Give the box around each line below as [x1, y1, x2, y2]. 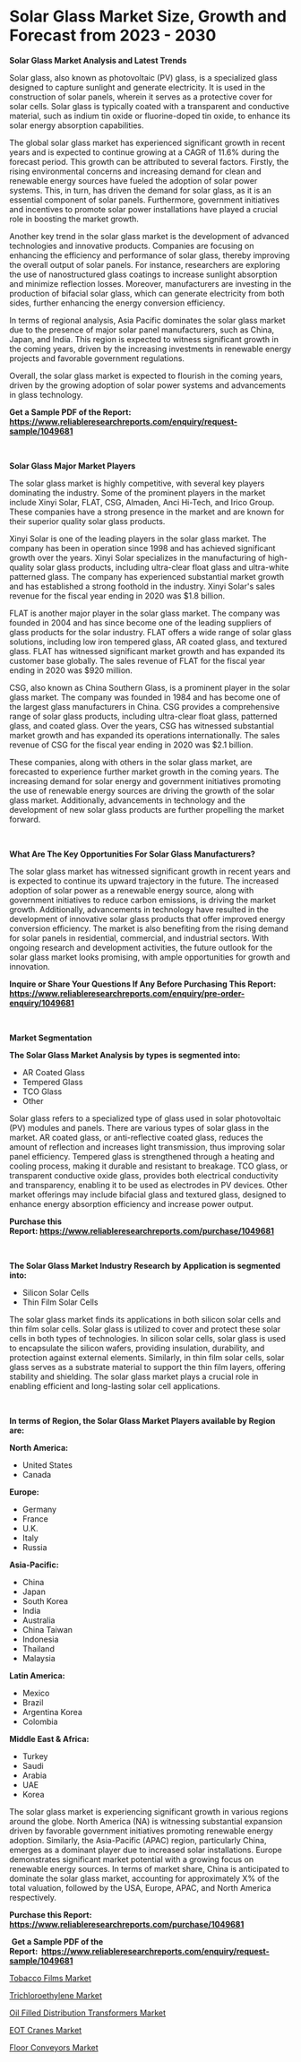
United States [21, 1459, 73, 1471]
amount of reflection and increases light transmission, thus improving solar [9, 1141, 286, 1152]
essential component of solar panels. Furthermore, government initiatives [9, 194, 280, 205]
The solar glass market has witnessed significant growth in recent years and [9, 866, 291, 876]
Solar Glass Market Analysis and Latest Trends [9, 55, 187, 65]
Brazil [21, 1696, 44, 1708]
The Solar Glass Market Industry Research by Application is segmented [9, 1260, 280, 1271]
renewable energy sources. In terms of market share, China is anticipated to [9, 1863, 289, 1874]
